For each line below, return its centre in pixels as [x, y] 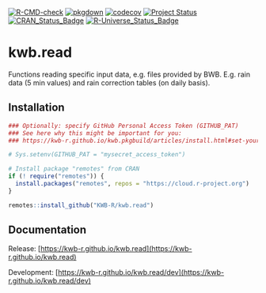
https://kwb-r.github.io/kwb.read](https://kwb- [116, 249]
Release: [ [25, 249]
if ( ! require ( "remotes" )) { [56, 177]
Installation [36, 108]
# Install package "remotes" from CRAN [74, 169]
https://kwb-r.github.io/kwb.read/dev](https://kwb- [141, 272]
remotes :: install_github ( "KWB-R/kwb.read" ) [81, 205]
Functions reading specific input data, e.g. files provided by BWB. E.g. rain [129, 74]
